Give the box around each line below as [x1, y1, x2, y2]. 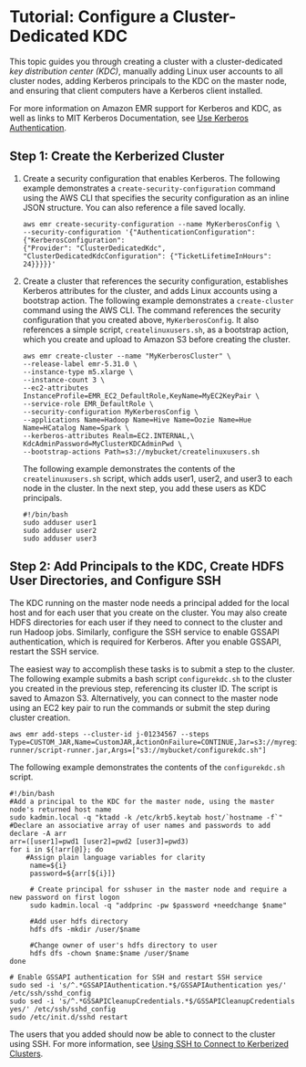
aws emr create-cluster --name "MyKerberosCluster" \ [22, 351, 231, 361]
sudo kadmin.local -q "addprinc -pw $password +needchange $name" [29, 901, 287, 910]
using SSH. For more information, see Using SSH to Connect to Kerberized [9, 1038, 290, 1049]
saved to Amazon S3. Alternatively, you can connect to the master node [9, 692, 279, 704]
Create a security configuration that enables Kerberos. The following [22, 173, 280, 183]
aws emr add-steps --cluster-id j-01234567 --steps [9, 729, 209, 738]
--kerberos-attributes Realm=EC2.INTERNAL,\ [22, 431, 195, 440]
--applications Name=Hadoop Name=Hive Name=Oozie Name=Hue [22, 415, 252, 424]
